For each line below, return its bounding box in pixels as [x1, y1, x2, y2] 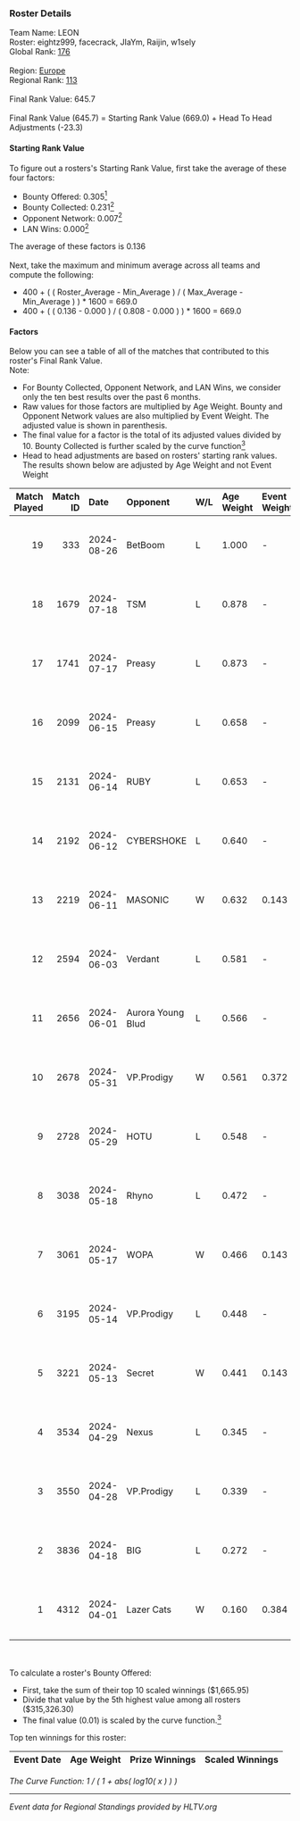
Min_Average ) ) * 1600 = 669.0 [21, 296, 138, 307]
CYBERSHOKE [126, 834, 187, 846]
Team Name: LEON [9, 28, 79, 38]
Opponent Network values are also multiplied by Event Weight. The [21, 411, 270, 421]
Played [13, 501, 44, 513]
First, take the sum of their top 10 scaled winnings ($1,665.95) [21, 1684, 250, 1695]
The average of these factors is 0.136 [9, 241, 146, 252]
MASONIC [126, 894, 170, 906]
